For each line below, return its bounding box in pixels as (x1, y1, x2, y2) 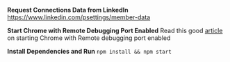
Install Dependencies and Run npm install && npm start (7, 48, 172, 55)
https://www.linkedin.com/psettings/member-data (7, 13, 151, 21)
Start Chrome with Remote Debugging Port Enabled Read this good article (7, 27, 223, 34)
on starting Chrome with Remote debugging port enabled (7, 34, 171, 42)
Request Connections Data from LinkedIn (7, 6, 129, 14)
